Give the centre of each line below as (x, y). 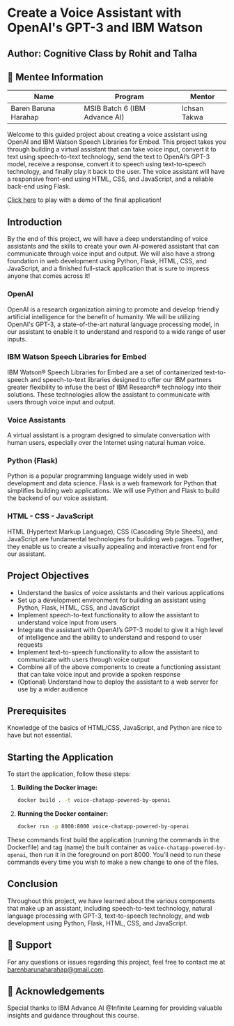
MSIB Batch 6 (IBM (115, 108)
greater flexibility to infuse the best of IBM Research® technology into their (114, 387)
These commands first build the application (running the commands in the (114, 840)
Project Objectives (48, 576)
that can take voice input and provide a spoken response (99, 674)
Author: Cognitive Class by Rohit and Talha (102, 53)
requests (30, 645)
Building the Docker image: (57, 788)
